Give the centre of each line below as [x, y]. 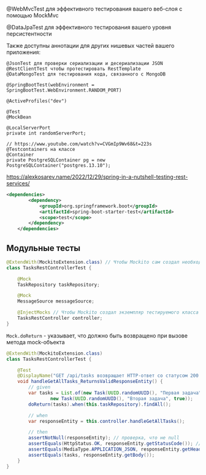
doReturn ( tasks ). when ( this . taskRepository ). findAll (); [100, 404]
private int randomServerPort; [46, 133]
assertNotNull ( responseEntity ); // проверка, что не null [104, 438]
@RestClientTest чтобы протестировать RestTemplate [74, 69]
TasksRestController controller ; [60, 319]
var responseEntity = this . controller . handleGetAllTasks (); [107, 421]
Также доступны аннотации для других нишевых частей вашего [90, 46]
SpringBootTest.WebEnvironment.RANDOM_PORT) [64, 90]
